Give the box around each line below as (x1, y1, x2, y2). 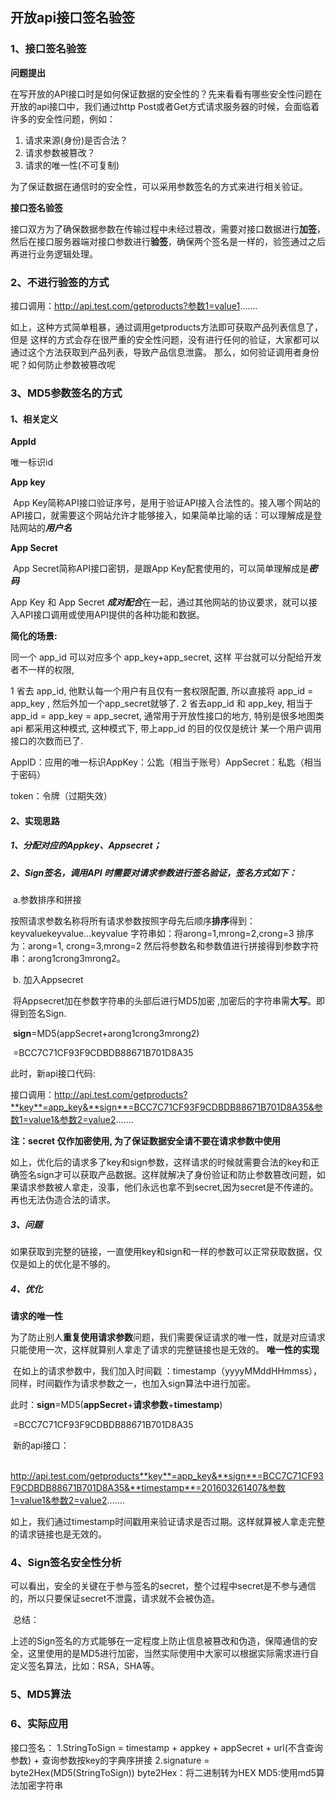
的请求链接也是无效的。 (10, 1528, 107, 1540)
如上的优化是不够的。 (27, 1258, 116, 1270)
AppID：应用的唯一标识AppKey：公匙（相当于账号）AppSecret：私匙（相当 (10, 756, 322, 768)
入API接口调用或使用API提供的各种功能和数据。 (10, 609, 205, 621)
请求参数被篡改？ (24, 146, 96, 158)
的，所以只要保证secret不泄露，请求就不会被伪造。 (10, 1593, 221, 1605)
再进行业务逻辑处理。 (10, 248, 98, 260)
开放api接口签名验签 (10, 9, 136, 27)
